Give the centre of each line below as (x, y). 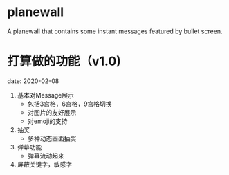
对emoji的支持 (47, 121)
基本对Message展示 (45, 95)
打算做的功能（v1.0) (64, 61)
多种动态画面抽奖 (52, 138)
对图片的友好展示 (52, 112)
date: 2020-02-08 (33, 81)
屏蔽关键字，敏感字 (45, 164)
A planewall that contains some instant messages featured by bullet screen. (115, 31)
